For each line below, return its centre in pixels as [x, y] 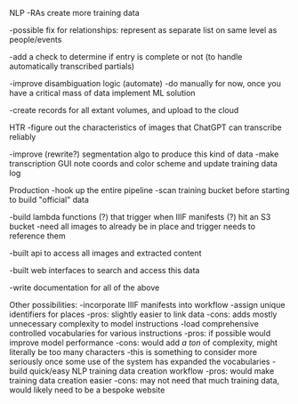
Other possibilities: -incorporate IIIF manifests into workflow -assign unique [147, 305]
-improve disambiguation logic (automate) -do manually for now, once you [145, 83]
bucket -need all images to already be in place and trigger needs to [133, 226]
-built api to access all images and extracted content [105, 253]
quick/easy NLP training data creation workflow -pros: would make [152, 371]
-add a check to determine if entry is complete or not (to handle [126, 57]
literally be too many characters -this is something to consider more [133, 352]
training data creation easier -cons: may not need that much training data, [145, 380]
